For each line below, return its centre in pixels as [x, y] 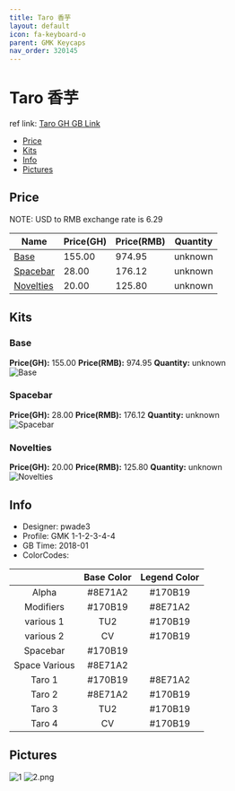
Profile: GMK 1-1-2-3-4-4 [69, 535]
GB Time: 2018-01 [55, 545]
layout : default [39, 26]
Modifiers [44, 606]
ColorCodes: [46, 555]
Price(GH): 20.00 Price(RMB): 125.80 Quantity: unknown [116, 467]
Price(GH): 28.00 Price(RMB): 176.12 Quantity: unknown [114, 414]
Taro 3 [44, 708]
